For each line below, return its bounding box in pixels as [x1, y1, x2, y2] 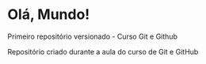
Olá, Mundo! [7, 6, 90, 24]
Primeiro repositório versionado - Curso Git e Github [7, 32, 177, 41]
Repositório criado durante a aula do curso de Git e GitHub [7, 47, 199, 56]
